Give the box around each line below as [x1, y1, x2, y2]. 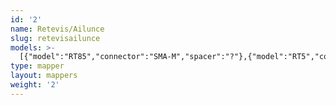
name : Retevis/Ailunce [10, 24, 105, 34]
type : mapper [10, 61, 65, 71]
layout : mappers [10, 71, 78, 81]
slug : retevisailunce [10, 33, 101, 43]
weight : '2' [10, 80, 60, 90]
